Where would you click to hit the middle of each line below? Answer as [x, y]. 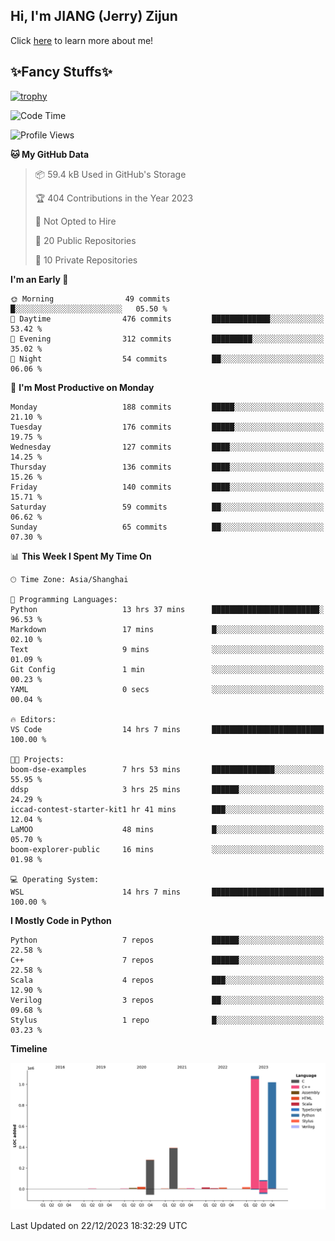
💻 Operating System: [55, 879]
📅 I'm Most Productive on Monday [82, 387]
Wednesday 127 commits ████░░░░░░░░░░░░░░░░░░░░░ [167, 447]
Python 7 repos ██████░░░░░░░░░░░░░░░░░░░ [167, 940]
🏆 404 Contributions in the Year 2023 [114, 198]
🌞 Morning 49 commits [90, 299]
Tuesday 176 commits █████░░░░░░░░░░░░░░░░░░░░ [167, 427]
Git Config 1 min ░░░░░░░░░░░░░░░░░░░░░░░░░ [167, 669]
